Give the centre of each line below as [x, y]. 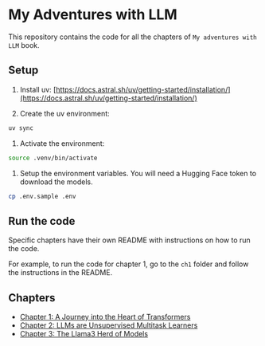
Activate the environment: [62, 143]
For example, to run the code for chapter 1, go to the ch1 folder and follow [129, 264]
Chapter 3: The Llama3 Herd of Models [84, 334]
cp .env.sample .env [43, 196]
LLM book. [24, 45]
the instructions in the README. [60, 273]
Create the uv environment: [64, 113]
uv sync [21, 128]
